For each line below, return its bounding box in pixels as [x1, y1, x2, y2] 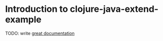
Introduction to [5, 3, 68, 15]
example [5, 14, 42, 25]
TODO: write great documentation [5, 30, 75, 36]
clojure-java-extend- [69, 3, 159, 15]
